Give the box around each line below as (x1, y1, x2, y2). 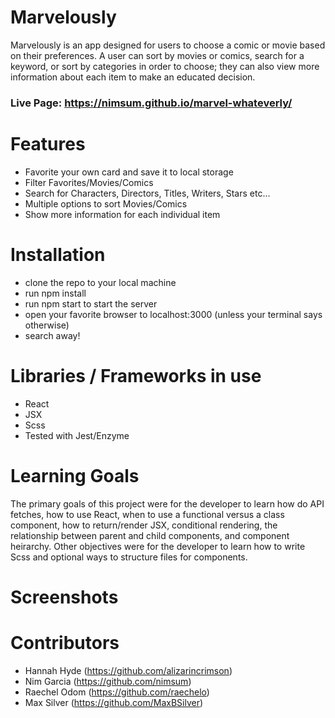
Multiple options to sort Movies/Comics (24, 197, 188, 210)
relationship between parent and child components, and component (10, 529, 290, 541)
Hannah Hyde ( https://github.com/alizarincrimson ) (24, 664, 233, 676)
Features (10, 133, 86, 156)
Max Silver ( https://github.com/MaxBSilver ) (24, 696, 204, 708)
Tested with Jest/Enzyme (24, 429, 130, 441)
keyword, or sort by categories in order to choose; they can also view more (10, 60, 320, 72)
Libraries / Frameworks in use (10, 364, 262, 387)
